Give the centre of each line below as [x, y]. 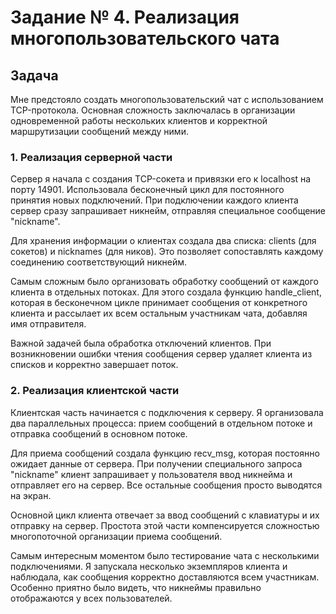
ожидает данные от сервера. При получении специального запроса [156, 463]
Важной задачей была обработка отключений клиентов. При [141, 343]
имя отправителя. [48, 324]
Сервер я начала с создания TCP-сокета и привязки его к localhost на [161, 179]
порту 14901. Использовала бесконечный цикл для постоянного [147, 190]
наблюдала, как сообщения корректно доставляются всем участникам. [165, 577]
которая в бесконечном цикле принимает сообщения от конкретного [159, 303]
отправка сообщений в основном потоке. [99, 433]
